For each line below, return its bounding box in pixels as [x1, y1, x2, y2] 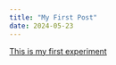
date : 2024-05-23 [9, 21, 74, 30]
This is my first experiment [9, 45, 107, 56]
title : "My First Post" [9, 12, 98, 22]
